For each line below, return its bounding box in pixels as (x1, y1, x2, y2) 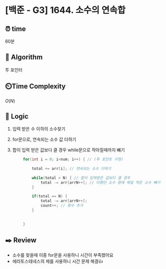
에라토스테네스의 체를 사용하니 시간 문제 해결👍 (12, 259, 103, 265)
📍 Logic (5, 112, 29, 121)
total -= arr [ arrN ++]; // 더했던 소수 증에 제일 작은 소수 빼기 (40, 180, 161, 185)
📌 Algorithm (5, 53, 43, 62)
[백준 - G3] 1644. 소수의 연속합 (5, 4, 126, 16)
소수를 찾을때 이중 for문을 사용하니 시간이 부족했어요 (12, 252, 114, 258)
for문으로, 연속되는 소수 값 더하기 (12, 136, 77, 142)
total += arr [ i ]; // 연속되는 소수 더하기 (31, 166, 111, 171)
